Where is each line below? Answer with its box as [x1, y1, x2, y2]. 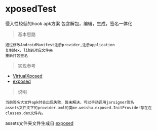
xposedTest [5, 3, 57, 15]
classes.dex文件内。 [5, 110, 46, 116]
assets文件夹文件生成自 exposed [5, 120, 74, 126]
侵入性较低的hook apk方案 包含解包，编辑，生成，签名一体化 [5, 20, 133, 26]
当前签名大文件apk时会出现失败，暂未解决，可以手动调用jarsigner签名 [5, 100, 134, 105]
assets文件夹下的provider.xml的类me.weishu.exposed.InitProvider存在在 [5, 105, 152, 110]
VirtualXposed [12, 73, 43, 79]
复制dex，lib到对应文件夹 [5, 48, 53, 53]
